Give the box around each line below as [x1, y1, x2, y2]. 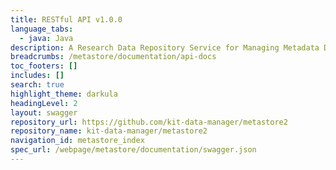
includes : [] [10, 71, 65, 81]
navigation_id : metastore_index [10, 136, 145, 146]
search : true [10, 80, 65, 90]
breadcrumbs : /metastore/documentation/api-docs [10, 52, 217, 62]
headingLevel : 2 [10, 98, 78, 108]
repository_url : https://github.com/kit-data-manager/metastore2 [10, 117, 288, 127]
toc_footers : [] [10, 61, 78, 71]
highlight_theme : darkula [10, 89, 118, 99]
